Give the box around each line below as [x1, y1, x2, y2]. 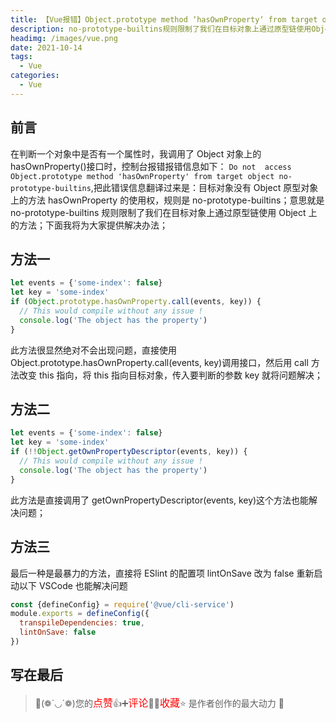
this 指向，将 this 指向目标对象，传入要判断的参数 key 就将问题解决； [38, 369, 324, 381]
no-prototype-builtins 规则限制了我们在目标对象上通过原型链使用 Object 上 [10, 206, 318, 218]
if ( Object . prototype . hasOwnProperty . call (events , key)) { [10, 297, 262, 307]
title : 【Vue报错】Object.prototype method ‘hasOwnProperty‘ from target [10, 14, 318, 25]
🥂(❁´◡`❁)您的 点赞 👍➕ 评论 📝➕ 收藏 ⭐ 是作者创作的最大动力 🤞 [34, 696, 285, 710]
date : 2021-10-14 [10, 42, 83, 53]
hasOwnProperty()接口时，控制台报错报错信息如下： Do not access [10, 160, 292, 172]
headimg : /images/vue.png [10, 33, 118, 43]
